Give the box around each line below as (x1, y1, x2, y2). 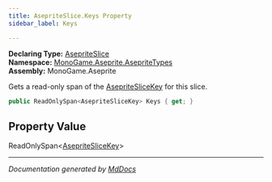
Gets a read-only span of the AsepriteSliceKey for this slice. (8, 82, 208, 91)
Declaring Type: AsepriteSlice (8, 49, 109, 58)
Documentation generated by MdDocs (8, 164, 136, 174)
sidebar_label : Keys (8, 19, 79, 28)
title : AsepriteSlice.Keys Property (8, 11, 132, 20)
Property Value (8, 119, 87, 133)
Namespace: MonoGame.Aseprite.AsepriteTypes (8, 57, 172, 67)
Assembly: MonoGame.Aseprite (8, 66, 117, 75)
